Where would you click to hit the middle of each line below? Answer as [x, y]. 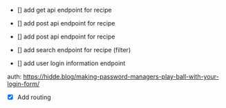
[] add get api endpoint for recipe [64, 10]
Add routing [34, 97]
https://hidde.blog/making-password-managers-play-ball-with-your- [121, 76]
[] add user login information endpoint [71, 63]
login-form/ [23, 84]
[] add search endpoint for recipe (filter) [74, 50]
